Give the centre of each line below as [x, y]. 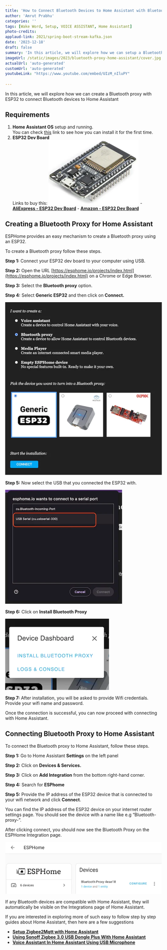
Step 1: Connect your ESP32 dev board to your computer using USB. [75, 261]
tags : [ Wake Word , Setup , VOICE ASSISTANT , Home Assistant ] [69, 26]
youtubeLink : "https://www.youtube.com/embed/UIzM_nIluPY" [68, 74]
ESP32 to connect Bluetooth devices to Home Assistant [62, 99]
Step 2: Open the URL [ [29, 270]
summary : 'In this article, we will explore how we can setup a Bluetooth [84, 52]
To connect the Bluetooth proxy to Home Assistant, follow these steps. [77, 746]
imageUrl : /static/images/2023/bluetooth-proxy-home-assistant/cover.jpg [83, 58]
